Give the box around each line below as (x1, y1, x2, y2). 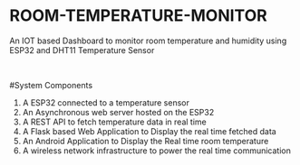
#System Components (9, 79, 93, 90)
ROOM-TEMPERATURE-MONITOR (9, 5, 267, 26)
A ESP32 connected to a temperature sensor (22, 96, 190, 108)
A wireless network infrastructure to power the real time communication (22, 145, 292, 156)
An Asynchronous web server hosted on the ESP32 (22, 106, 215, 117)
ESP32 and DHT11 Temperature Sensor (9, 44, 155, 55)
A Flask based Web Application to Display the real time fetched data (22, 125, 276, 136)
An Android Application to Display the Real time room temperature (22, 135, 269, 146)
